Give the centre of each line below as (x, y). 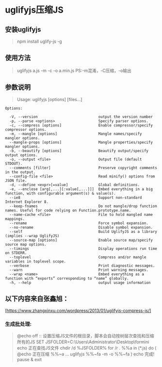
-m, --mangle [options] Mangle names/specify (76, 134)
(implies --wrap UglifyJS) (32, 236)
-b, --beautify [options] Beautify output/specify (79, 151)
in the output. (20, 172)
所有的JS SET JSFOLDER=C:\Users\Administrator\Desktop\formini (83, 342)
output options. (21, 155)
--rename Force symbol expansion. (79, 223)
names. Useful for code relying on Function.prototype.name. (68, 210)
